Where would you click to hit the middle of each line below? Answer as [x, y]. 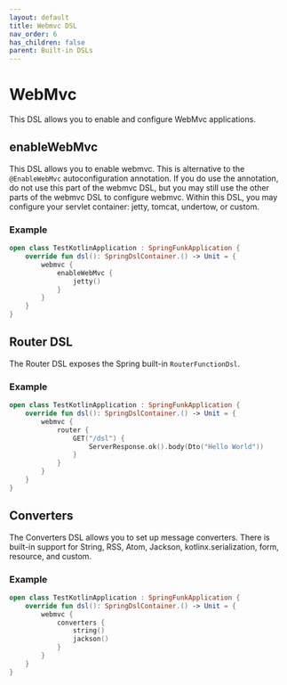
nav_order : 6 [33, 34]
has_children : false [48, 42]
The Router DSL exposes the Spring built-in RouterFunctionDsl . [125, 363]
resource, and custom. [50, 556]
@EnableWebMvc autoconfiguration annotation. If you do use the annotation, [144, 178]
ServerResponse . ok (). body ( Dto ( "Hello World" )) [176, 446]
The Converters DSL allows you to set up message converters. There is [140, 537]
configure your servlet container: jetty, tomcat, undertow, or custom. [135, 207]
